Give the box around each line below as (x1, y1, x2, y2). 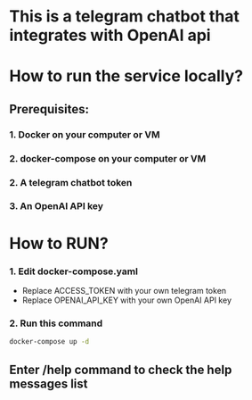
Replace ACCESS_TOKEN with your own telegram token (21, 285, 227, 296)
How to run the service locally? (9, 66, 243, 87)
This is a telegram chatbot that (9, 6, 240, 27)
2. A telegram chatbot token (9, 176, 133, 188)
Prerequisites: (9, 101, 89, 117)
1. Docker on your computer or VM (9, 128, 160, 140)
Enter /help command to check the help (9, 362, 232, 377)
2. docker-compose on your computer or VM (9, 152, 207, 164)
